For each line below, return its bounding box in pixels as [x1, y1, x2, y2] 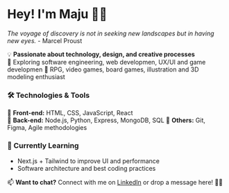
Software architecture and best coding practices [17, 164, 156, 172]
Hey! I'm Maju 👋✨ [7, 6, 108, 22]
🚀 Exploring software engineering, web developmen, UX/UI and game [7, 58, 206, 66]
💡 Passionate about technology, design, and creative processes [7, 50, 196, 58]
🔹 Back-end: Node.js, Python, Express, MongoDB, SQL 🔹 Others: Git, [7, 116, 206, 124]
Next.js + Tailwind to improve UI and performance [17, 156, 160, 165]
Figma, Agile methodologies [7, 124, 87, 132]
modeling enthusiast [7, 72, 66, 81]
